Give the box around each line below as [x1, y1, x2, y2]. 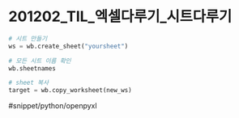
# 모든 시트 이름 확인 [8, 57, 71, 65]
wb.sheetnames [8, 64, 57, 73]
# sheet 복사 [8, 78, 49, 87]
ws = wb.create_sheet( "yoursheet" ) [8, 42, 129, 50]
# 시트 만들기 [8, 34, 48, 43]
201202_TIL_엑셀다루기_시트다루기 [8, 7, 233, 26]
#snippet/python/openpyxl [8, 101, 97, 111]
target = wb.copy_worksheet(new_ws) [8, 86, 132, 95]
